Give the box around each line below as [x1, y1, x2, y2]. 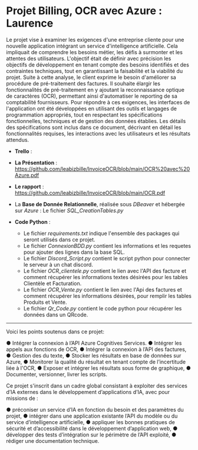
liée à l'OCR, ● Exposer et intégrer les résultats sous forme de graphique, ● [6, 364, 192, 372]
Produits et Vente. [23, 299, 67, 306]
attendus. [6, 136, 29, 143]
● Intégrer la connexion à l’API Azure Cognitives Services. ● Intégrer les [6, 339, 182, 346]
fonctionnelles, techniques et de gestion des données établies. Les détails [6, 117, 186, 124]
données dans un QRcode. [23, 311, 88, 318]
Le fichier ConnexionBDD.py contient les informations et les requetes [23, 242, 192, 249]
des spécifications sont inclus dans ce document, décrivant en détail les [6, 124, 181, 131]
